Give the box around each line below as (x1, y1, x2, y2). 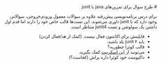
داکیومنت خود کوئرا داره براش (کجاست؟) (69, 54, 145, 60)
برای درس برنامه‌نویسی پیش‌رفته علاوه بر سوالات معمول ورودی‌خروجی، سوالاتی (10, 13, 157, 19)
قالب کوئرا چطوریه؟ (107, 44, 145, 50)
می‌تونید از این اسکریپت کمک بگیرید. (78, 49, 145, 55)
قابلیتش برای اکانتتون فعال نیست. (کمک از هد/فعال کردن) (39, 33, 145, 39)
